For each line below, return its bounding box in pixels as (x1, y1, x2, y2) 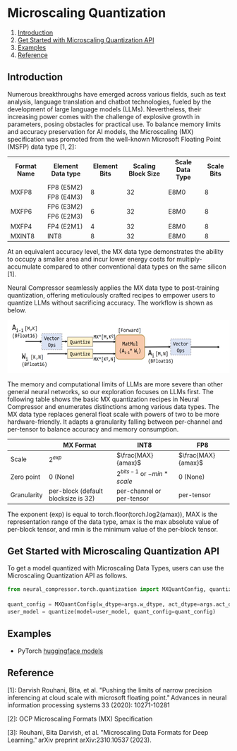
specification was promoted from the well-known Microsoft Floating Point (7, 135, 221, 143)
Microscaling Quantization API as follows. (7, 571, 128, 580)
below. (7, 306, 27, 315)
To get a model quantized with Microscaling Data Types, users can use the (7, 564, 224, 573)
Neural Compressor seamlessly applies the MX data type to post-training (7, 283, 220, 292)
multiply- (176, 255, 202, 264)
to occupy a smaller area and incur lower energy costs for (7, 255, 175, 264)
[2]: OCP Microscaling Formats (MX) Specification (7, 714, 153, 723)
